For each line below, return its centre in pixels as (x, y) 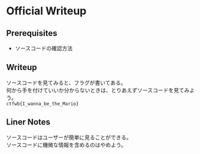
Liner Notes (28, 122)
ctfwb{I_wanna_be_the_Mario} (43, 104)
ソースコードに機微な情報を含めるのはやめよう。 (66, 144)
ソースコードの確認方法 (44, 48)
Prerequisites (32, 33)
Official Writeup (46, 11)
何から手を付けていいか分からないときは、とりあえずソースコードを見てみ (98, 90)
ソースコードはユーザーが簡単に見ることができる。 (69, 137)
